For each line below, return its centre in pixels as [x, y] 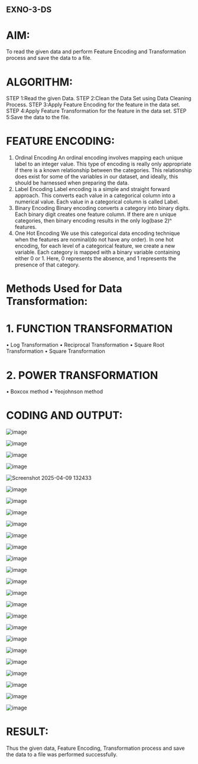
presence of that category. [47, 265]
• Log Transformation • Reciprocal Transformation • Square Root [85, 345]
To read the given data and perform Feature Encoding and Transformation [96, 52]
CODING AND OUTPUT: [64, 416]
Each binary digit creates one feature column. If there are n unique [95, 214]
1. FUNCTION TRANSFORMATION [90, 328]
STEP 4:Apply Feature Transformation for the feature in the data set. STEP [96, 111]
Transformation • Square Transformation [56, 351]
